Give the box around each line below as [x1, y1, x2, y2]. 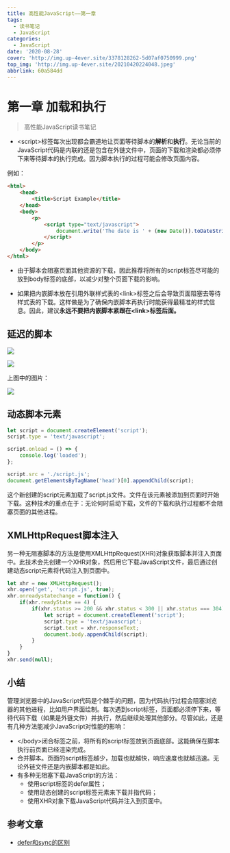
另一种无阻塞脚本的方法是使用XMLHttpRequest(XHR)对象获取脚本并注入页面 [7, 549, 222, 557]
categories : [7, 36, 41, 42]
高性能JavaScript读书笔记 [23, 123, 97, 131]
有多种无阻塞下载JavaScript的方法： [16, 771, 120, 779]
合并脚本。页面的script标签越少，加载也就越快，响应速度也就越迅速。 [16, 754, 214, 762]
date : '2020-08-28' [7, 49, 63, 55]
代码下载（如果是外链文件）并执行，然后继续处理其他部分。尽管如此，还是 [12, 713, 223, 721]
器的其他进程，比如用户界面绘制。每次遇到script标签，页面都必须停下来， [7, 705, 216, 713]
